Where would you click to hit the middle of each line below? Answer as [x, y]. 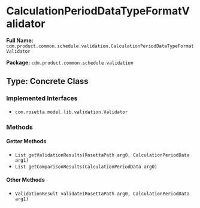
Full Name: [20, 40]
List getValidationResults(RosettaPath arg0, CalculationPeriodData [102, 155]
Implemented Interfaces [42, 98]
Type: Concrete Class [47, 81]
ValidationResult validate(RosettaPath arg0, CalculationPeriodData [102, 194]
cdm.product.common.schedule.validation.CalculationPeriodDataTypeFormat [100, 46]
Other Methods [25, 180]
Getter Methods [26, 141]
